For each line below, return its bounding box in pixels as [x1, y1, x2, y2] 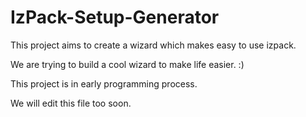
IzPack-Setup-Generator [10, 6, 220, 29]
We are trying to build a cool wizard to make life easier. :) [10, 58, 245, 70]
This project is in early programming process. [10, 77, 198, 90]
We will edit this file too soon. [10, 97, 132, 109]
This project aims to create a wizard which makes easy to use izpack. [10, 39, 297, 51]
